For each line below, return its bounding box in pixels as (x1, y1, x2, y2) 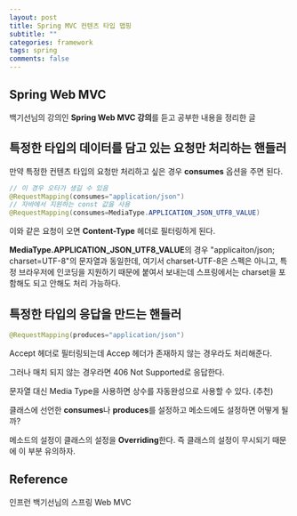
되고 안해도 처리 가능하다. (32, 278, 122, 289)
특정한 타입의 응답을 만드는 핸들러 (9, 306, 182, 321)
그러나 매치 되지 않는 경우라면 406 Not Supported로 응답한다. (9, 367, 225, 377)
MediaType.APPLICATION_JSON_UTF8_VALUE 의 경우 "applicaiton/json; (9, 245, 276, 255)
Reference (9, 472, 68, 488)
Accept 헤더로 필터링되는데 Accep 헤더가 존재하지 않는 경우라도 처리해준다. (9, 348, 273, 359)
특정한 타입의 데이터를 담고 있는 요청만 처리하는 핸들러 (9, 141, 287, 156)
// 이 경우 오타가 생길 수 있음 (9, 183, 108, 192)
